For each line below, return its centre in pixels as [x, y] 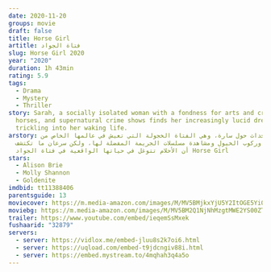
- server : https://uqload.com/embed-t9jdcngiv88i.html [110, 248]
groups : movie [32, 23]
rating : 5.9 [28, 76]
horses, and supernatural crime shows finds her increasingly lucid [133, 121]
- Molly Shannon [43, 173]
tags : [17, 83]
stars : [19, 158]
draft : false [30, 31]
